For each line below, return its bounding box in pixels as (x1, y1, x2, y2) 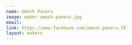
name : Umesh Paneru (6, 8, 53, 15)
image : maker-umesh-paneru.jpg (6, 14, 82, 20)
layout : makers (6, 30, 43, 36)
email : (6, 19, 22, 25)
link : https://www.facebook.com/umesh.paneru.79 (6, 25, 126, 31)
